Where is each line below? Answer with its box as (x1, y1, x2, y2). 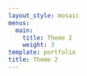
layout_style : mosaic (8, 11, 80, 20)
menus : (8, 19, 30, 27)
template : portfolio (8, 48, 77, 56)
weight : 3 (22, 41, 55, 49)
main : (15, 26, 34, 34)
